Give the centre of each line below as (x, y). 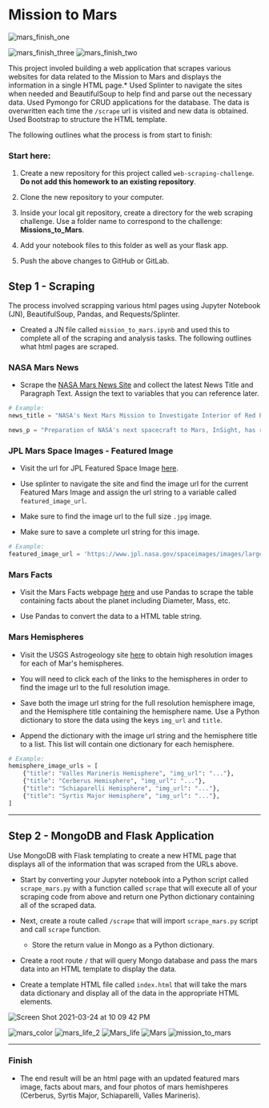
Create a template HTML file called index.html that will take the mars (133, 984)
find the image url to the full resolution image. (95, 687)
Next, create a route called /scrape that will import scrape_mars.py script (139, 920)
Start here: (30, 156)
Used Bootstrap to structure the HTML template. (88, 119)
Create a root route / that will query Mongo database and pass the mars (139, 960)
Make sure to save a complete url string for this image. (110, 532)
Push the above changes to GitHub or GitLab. (94, 261)
